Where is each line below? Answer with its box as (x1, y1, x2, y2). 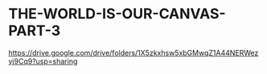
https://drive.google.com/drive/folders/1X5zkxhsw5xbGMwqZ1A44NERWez (8, 48, 259, 57)
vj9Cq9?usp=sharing (8, 56, 78, 66)
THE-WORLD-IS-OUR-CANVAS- (8, 5, 227, 23)
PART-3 (8, 21, 61, 40)
